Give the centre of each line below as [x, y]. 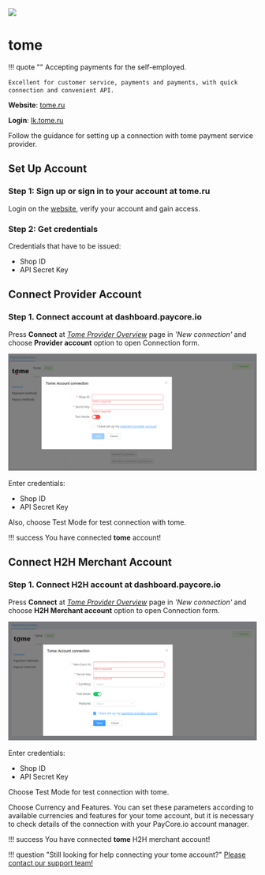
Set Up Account [48, 169]
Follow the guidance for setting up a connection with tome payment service [131, 135]
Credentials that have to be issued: [65, 246]
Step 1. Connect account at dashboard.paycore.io [105, 317]
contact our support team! [50, 863]
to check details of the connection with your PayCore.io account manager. [129, 825]
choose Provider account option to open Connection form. [104, 342]
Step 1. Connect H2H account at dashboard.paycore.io [115, 585]
